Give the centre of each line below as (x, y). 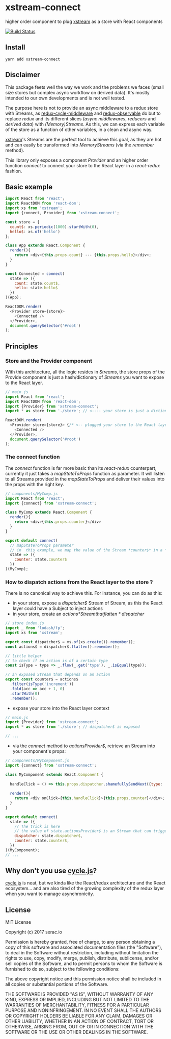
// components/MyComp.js (32, 494)
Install (15, 47)
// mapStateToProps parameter (42, 545)
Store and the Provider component (49, 361)
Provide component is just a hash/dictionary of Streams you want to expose (85, 377)
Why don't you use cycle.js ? (51, 871)
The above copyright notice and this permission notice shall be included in (83, 979)
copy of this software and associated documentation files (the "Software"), (84, 947)
